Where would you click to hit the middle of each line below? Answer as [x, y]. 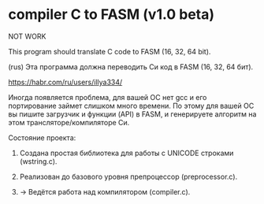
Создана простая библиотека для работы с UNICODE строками [126, 153]
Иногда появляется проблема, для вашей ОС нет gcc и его [108, 97]
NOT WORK [27, 36]
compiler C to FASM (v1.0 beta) [112, 15]
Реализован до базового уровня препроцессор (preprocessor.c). [128, 176]
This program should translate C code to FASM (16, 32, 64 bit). [110, 51]
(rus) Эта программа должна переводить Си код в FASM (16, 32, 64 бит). [131, 67]
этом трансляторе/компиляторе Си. [69, 122]
